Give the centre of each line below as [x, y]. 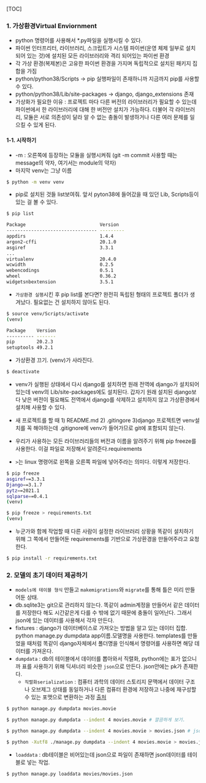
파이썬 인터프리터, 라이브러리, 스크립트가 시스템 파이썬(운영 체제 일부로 [100, 48]
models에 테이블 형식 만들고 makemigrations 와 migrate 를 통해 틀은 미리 [99, 590]
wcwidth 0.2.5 [60, 265]
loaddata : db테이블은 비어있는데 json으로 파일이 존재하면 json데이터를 [101, 754]
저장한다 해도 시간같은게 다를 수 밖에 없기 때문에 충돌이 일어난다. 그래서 [107, 613]
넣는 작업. [38, 762]
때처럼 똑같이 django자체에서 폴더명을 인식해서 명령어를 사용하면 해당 [110, 644]
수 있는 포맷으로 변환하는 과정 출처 [65, 697]
